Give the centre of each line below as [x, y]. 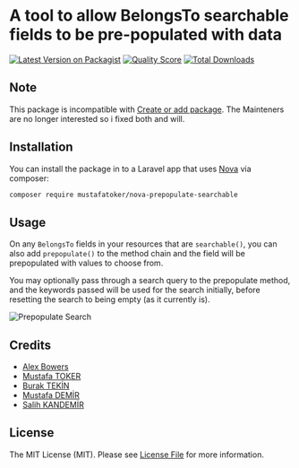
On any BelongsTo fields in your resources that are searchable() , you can [143, 244]
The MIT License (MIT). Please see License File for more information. [137, 455]
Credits [30, 345]
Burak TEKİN [46, 386]
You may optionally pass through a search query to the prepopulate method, [150, 281]
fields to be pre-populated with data [146, 35]
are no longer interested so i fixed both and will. [97, 118]
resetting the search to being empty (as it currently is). [110, 299]
